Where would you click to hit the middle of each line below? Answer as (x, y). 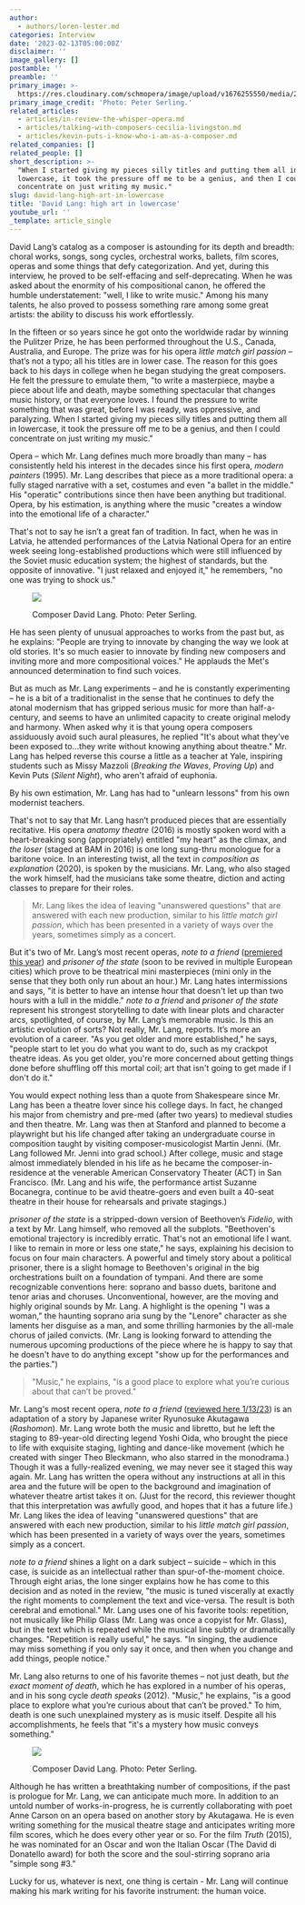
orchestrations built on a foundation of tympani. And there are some (136, 1277)
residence (28, 1172)
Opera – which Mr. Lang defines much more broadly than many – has (138, 456)
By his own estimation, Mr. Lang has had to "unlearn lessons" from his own (150, 793)
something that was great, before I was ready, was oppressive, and (135, 409)
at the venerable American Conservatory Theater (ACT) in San (165, 1172)
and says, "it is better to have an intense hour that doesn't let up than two (147, 990)
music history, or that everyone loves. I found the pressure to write (134, 399)
